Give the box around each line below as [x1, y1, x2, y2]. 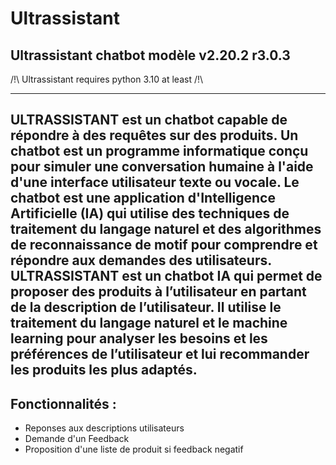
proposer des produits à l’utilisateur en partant [10, 283, 307, 301]
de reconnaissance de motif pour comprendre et [10, 237, 318, 254]
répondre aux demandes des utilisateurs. [10, 252, 272, 269]
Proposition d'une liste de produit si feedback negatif [24, 443, 244, 456]
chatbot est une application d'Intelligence [10, 190, 276, 207]
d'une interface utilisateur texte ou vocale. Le [10, 174, 300, 191]
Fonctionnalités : [10, 395, 117, 412]
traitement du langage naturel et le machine [10, 315, 288, 332]
